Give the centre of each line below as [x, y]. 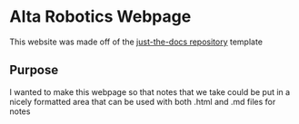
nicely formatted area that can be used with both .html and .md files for [143, 101]
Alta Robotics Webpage [100, 17]
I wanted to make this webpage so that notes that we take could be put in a [150, 91]
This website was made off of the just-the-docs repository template [136, 42]
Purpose [34, 70]
